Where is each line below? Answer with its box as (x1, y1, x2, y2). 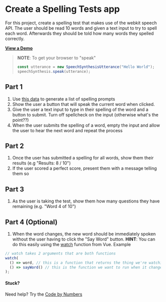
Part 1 (5, 83, 23, 91)
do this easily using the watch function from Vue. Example (12, 241, 131, 247)
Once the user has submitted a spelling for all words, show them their (12, 155, 154, 161)
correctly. (5, 36, 25, 42)
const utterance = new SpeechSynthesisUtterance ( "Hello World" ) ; (17, 64, 155, 69)
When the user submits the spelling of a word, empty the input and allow (12, 122, 160, 128)
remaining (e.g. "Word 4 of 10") (12, 203, 76, 209)
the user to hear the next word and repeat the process (12, 127, 123, 133)
